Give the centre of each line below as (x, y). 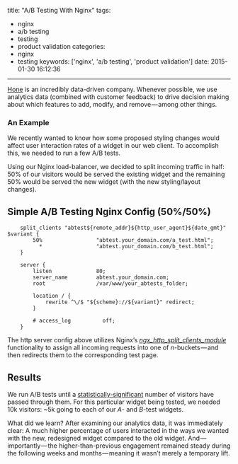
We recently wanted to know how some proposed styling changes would (113, 138)
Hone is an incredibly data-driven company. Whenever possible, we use (112, 89)
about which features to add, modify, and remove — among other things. (112, 104)
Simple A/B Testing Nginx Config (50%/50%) (109, 211)
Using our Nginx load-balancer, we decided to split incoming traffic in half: (116, 167)
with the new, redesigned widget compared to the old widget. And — (107, 438)
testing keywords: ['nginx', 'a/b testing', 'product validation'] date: (113, 62)
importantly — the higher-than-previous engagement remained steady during (119, 446)
